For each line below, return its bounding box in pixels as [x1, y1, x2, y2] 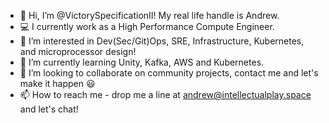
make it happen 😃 [19, 78, 96, 89]
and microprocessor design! [19, 46, 137, 57]
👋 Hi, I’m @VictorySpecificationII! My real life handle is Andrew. [19, 10, 280, 21]
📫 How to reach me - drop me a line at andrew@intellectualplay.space [19, 89, 312, 100]
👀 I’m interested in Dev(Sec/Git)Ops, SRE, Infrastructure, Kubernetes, [19, 35, 305, 47]
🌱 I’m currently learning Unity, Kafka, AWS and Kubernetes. [19, 56, 265, 68]
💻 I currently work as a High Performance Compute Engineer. [19, 21, 275, 32]
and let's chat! [19, 103, 79, 115]
